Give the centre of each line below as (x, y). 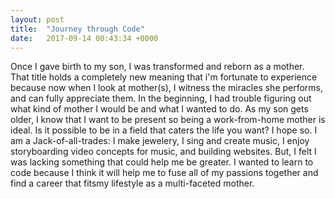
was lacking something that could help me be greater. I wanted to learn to (162, 162)
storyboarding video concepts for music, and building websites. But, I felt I (163, 152)
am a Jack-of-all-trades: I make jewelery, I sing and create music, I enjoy (160, 141)
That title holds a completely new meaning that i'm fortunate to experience (164, 77)
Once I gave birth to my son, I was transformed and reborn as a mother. (157, 67)
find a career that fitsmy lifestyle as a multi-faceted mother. (132, 183)
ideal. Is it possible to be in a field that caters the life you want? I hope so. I (164, 130)
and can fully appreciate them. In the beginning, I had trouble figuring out (161, 98)
